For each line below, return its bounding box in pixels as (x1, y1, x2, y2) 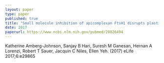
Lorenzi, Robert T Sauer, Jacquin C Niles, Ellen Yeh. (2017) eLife (5, 48, 134, 54)
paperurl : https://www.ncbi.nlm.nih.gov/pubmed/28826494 (5, 30, 123, 34)
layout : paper (5, 7, 34, 12)
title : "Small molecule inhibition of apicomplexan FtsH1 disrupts (5, 20, 145, 26)
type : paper (5, 12, 29, 16)
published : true (5, 16, 38, 21)
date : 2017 (5, 25, 27, 30)
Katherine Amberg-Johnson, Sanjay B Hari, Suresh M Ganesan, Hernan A (5, 43, 152, 48)
